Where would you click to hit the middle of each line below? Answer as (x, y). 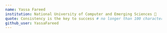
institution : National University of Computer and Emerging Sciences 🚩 (81, 14)
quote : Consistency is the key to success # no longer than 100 (73, 18)
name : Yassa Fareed (25, 9)
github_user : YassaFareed (32, 23)
